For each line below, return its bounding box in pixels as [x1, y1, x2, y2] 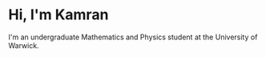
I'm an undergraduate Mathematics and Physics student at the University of [8, 32, 258, 42]
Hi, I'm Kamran [8, 6, 109, 24]
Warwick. [8, 40, 39, 50]
